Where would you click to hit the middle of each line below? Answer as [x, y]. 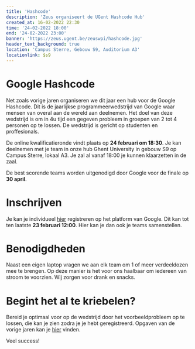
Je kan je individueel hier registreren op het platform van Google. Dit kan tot [97, 219]
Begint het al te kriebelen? [71, 301]
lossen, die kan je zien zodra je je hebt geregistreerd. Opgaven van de [90, 323]
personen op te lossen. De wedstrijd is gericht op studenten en [82, 125]
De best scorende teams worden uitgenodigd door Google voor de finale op [97, 173]
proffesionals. [23, 131]
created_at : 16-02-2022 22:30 [43, 22]
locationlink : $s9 [28, 55]
